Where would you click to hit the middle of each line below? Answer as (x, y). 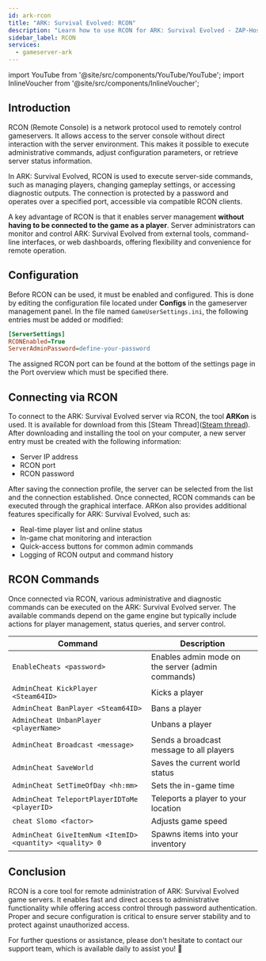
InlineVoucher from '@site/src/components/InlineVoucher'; (104, 83)
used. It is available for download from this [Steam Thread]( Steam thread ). (129, 425)
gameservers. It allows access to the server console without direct (117, 135)
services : (25, 45)
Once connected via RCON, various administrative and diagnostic (115, 598)
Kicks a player (177, 692)
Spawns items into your (195, 834)
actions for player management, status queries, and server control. (117, 624)
